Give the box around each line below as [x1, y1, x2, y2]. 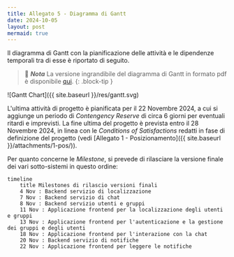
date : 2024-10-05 [7, 17, 58, 24]
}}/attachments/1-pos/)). [7, 141, 78, 150]
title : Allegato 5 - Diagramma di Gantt [7, 10, 127, 17]
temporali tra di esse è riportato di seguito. [7, 57, 130, 65]
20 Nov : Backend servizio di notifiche [20, 237, 139, 244]
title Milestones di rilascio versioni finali [20, 182, 158, 189]
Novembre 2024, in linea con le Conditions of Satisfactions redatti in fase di [7, 126, 226, 135]
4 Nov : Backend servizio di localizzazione [20, 188, 152, 196]
